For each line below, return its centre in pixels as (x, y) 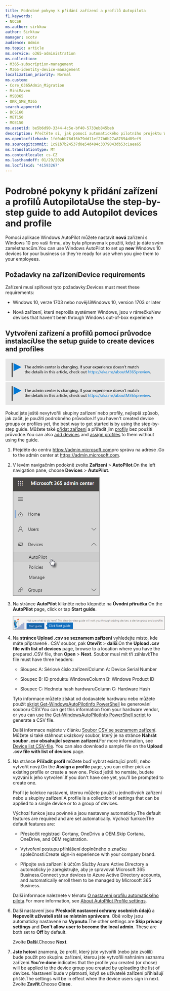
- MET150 (14, 117)
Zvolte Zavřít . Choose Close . (42, 984)
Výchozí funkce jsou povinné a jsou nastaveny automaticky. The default (87, 813)
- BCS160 (14, 112)
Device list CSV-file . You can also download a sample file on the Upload (88, 746)
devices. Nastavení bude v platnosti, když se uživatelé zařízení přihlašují (88, 973)
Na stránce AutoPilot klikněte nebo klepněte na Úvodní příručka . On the (88, 604)
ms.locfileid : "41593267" (32, 166)
